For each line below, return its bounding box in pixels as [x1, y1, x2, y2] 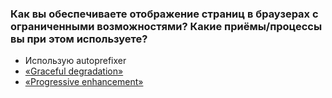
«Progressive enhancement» [24, 76, 144, 88]
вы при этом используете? [10, 32, 148, 46]
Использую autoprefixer [24, 55, 127, 67]
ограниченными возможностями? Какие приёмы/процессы [10, 19, 323, 33]
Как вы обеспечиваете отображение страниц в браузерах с [10, 7, 319, 21]
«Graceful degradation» [24, 65, 124, 77]
